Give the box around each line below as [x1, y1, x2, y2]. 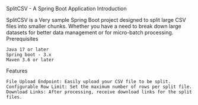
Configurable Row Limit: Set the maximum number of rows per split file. [6, 84, 193, 90]
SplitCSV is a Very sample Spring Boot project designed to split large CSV [6, 17, 186, 23]
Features [6, 67, 28, 74]
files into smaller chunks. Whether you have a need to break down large [6, 23, 182, 29]
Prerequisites [6, 35, 39, 42]
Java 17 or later [6, 47, 49, 52]
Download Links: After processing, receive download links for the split [6, 89, 193, 95]
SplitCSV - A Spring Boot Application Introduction [6, 5, 127, 12]
